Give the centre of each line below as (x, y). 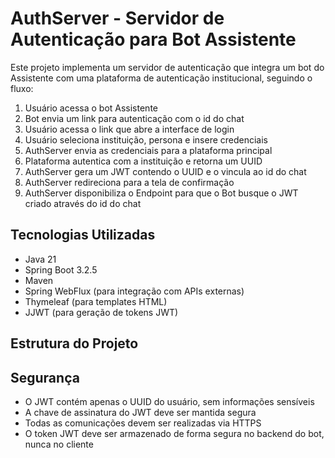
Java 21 (40, 259)
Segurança (45, 377)
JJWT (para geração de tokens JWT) (101, 312)
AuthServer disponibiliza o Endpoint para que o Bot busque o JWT (161, 193)
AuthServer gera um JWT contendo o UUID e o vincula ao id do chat (165, 171)
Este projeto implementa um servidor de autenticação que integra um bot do (167, 67)
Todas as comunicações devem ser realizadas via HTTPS (143, 423)
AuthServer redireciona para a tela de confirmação (129, 182)
